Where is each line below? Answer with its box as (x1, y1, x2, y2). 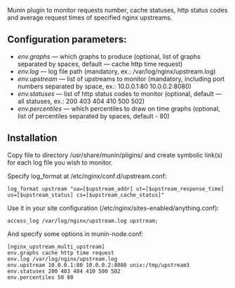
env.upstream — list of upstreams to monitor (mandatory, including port (17, 74, 225, 83)
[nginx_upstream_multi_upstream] (7, 243, 105, 250)
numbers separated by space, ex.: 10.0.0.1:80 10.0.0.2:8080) (17, 82, 192, 90)
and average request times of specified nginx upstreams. (7, 13, 173, 22)
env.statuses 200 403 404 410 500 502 (7, 268, 121, 275)
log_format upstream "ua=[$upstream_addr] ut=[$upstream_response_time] (7, 185, 224, 192)
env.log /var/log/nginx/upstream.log (7, 255, 118, 262)
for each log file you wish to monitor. (7, 158, 114, 167)
